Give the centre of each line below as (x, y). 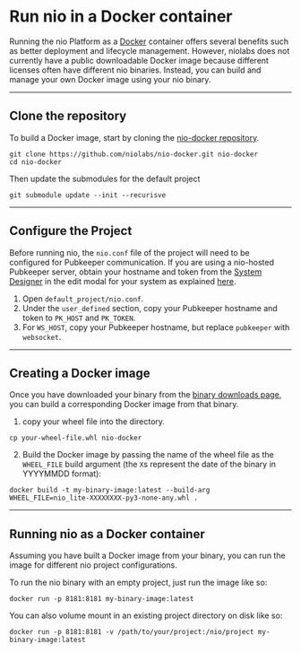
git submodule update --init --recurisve (88, 195)
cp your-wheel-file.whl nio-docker (76, 438)
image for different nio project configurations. (93, 565)
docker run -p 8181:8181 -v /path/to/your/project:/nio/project (132, 632)
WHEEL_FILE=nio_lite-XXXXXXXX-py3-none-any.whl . (104, 498)
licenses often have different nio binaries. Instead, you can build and (135, 70)
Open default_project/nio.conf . (83, 299)
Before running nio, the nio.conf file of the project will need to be (129, 252)
